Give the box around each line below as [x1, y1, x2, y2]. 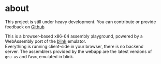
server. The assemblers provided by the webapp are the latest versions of [5, 49, 152, 54]
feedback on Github [5, 24, 45, 29]
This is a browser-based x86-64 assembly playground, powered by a [5, 33, 143, 39]
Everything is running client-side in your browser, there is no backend [5, 43, 144, 49]
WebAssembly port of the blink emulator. [5, 38, 86, 44]
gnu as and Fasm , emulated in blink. [5, 53, 74, 59]
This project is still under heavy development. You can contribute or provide [5, 19, 156, 25]
